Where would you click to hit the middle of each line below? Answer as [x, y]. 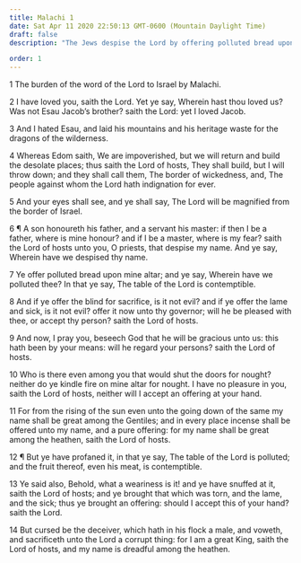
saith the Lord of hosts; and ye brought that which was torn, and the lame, [146, 494]
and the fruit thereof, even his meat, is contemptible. [106, 467]
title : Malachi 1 [42, 18]
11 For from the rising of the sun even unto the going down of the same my [146, 411]
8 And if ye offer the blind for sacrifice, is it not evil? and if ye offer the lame [149, 302]
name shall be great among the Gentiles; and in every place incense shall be [150, 421]
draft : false [34, 34]
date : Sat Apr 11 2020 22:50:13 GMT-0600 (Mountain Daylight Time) [138, 26]
